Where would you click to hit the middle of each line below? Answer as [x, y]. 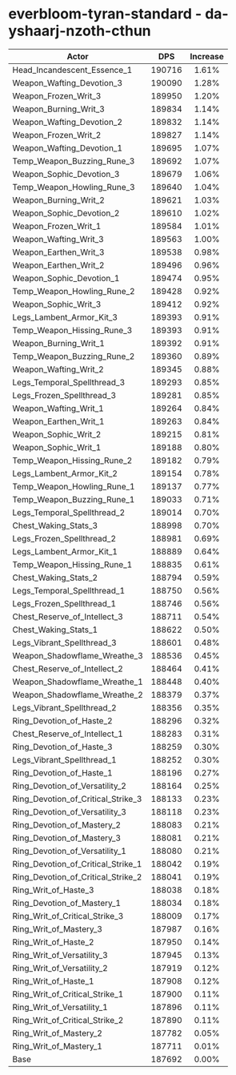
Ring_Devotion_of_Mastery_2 [67, 824]
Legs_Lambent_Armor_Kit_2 [65, 473]
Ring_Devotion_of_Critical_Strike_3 [77, 799]
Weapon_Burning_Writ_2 [59, 199]
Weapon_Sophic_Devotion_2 [66, 213]
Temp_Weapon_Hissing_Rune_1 [72, 564]
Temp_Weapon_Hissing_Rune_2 [72, 460]
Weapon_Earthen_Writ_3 [58, 252]
